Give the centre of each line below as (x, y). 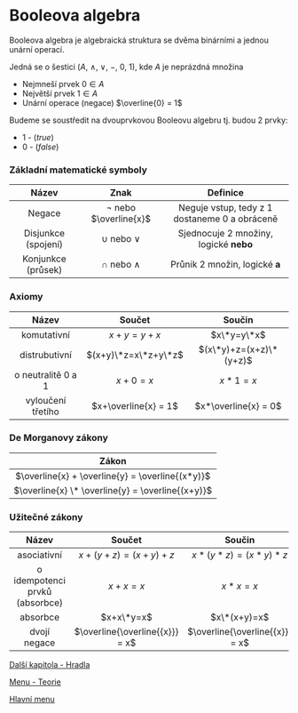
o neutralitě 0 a (46, 374)
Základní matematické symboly (78, 170)
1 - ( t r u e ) (38, 137)
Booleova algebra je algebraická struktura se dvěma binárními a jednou (139, 40)
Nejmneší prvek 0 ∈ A (63, 84)
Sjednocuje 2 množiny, (225, 234)
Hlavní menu (32, 700)
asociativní (39, 555)
